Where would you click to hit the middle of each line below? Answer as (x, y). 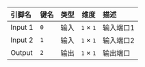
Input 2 (22, 40)
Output (22, 52)
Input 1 (22, 27)
